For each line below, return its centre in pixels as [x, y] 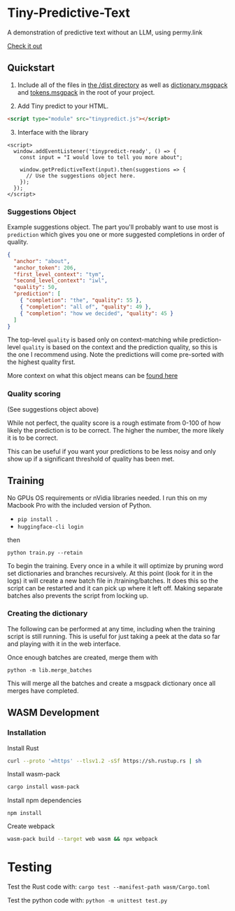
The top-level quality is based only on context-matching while [98, 340]
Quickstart [31, 68]
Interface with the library [53, 132]
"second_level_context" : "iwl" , [61, 281]
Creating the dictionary [48, 614]
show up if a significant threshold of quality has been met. [91, 459]
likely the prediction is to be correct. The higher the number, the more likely [116, 430]
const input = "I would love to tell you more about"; [101, 157]
